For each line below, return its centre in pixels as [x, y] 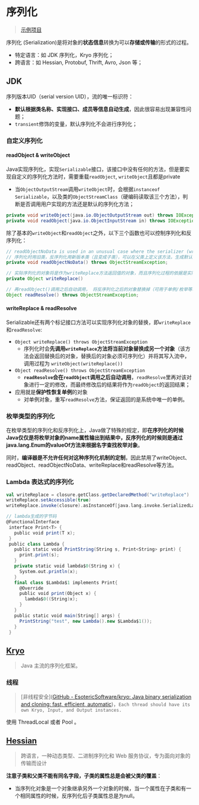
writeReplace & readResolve [41, 308]
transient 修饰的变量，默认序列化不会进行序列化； [76, 124]
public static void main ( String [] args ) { [67, 615]
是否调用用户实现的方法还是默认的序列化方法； [77, 204]
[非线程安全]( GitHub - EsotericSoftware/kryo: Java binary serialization [106, 696]
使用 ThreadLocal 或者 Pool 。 [43, 722]
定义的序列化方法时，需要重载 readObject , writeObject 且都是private [98, 176]
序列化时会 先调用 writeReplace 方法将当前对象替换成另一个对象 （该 [104, 348]
